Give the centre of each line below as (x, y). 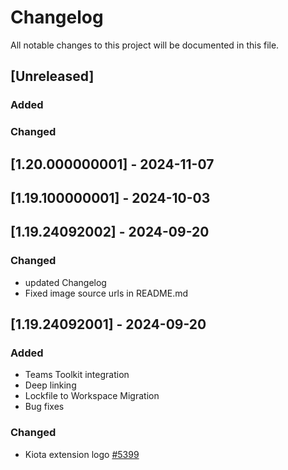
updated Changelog (65, 282)
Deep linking (50, 385)
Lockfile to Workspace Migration (92, 396)
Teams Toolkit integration (77, 375)
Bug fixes (44, 407)
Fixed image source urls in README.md (106, 293)
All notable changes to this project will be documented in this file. (145, 45)
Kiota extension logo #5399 (82, 454)
